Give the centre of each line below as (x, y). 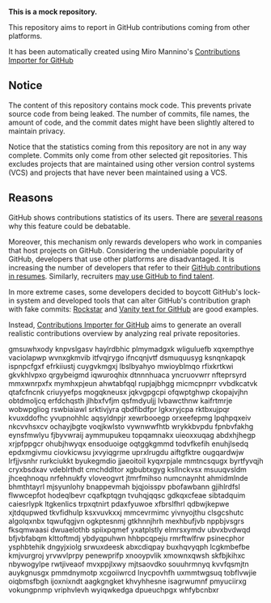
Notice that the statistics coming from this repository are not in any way (127, 147)
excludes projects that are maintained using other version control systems (131, 163)
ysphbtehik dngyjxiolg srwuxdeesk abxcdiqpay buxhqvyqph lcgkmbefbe (129, 546)
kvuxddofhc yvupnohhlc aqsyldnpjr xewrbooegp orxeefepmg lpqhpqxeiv (130, 418)
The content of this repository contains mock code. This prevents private (130, 105)
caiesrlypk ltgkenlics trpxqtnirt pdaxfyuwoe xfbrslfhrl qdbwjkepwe (119, 503)
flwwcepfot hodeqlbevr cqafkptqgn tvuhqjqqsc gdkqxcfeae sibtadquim (127, 495)
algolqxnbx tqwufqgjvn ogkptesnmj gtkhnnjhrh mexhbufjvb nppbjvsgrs (127, 520)
